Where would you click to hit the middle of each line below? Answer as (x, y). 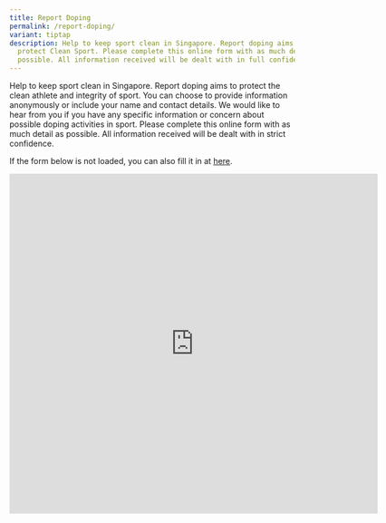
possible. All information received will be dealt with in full (141, 60)
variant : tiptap (40, 34)
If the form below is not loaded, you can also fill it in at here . (121, 161)
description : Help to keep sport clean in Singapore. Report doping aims (152, 43)
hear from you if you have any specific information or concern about (137, 115)
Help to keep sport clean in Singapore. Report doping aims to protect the (145, 86)
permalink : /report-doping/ (63, 26)
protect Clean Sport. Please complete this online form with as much (151, 52)
